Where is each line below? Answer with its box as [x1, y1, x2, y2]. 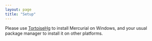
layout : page [5, 7, 32, 12]
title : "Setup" [5, 12, 36, 17]
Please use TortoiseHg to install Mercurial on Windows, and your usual [5, 25, 148, 31]
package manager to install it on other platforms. [5, 30, 103, 36]
